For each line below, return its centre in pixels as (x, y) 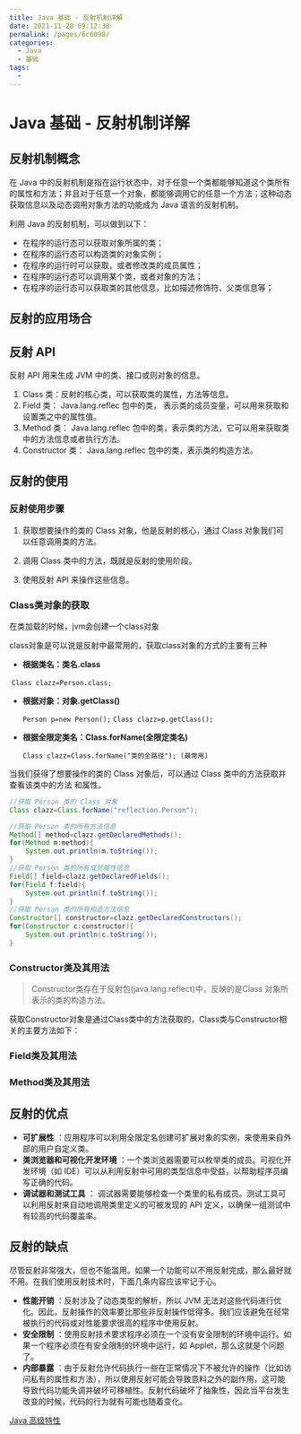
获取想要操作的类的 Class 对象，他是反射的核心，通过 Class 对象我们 (149, 530)
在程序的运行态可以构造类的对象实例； (93, 254)
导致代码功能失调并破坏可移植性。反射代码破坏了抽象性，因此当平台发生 (155, 1390)
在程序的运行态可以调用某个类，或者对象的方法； (112, 276)
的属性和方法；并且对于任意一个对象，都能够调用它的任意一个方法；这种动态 (150, 193)
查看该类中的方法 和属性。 (57, 785)
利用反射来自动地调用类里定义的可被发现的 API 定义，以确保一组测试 (157, 1204)
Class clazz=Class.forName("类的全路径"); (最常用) (115, 756)
